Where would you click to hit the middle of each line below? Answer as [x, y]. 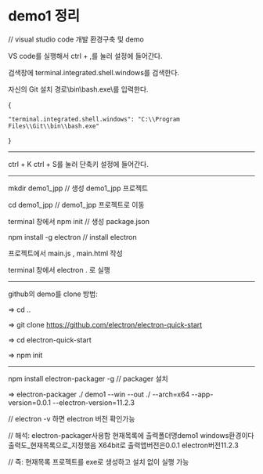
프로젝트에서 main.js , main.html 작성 [65, 253]
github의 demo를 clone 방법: [53, 294]
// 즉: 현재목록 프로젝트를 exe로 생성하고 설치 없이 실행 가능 [99, 461]
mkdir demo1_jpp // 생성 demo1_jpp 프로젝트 [78, 188]
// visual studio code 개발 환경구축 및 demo [76, 39]
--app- [202, 394]
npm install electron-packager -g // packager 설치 [88, 378]
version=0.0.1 [29, 402]
